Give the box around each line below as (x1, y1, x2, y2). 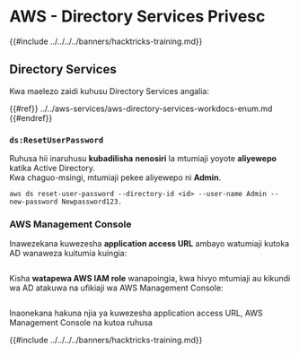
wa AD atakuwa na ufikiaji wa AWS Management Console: (9, 282, 224, 293)
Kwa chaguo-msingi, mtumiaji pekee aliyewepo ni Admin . (9, 172, 222, 183)
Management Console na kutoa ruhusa (9, 317, 153, 328)
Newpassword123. (61, 197, 123, 207)
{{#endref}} (9, 112, 53, 123)
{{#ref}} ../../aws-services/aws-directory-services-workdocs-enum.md (9, 103, 273, 114)
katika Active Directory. (9, 163, 96, 174)
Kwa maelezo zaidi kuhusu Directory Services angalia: (9, 85, 209, 96)
